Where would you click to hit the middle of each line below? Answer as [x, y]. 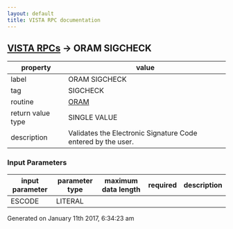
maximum [121, 180]
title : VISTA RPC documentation [54, 20]
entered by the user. [101, 142]
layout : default [31, 14]
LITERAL [70, 201]
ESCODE [25, 201]
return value [31, 113]
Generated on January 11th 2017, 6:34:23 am [71, 218]
